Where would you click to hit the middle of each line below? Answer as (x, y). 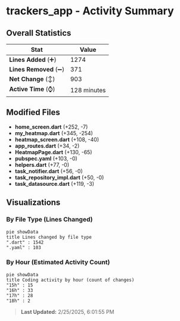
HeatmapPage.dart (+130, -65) (53, 152)
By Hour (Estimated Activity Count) (58, 262)
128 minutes (88, 90)
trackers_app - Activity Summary (90, 11)
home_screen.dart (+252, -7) (51, 127)
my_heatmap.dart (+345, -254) (54, 133)
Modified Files (33, 112)
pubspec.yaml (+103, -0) (46, 158)
